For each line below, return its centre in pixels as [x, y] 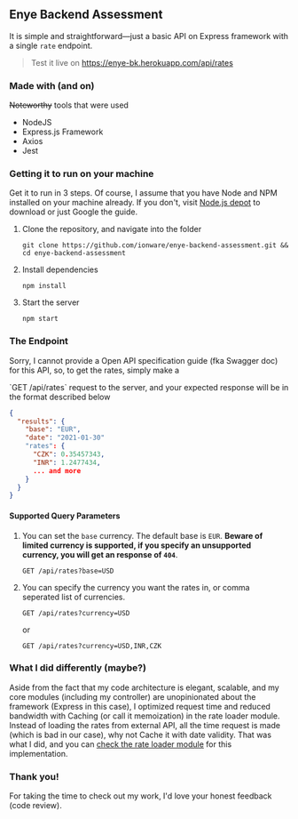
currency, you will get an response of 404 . [100, 554]
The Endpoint [39, 341]
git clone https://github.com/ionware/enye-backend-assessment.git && [155, 245]
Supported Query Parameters [65, 516]
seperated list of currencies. [74, 597]
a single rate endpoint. [51, 45]
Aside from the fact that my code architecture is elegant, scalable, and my [144, 687]
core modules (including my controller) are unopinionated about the [133, 696]
